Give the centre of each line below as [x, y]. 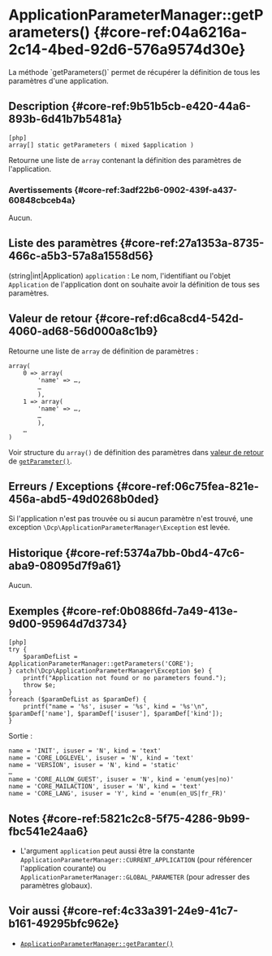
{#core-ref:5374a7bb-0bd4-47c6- [155, 553]
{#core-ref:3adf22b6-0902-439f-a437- [156, 190]
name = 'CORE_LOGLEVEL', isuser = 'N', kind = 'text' [101, 758]
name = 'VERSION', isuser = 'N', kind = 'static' [94, 765]
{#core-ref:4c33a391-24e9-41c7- [150, 911]
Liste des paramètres [63, 243]
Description [39, 106]
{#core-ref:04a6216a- [170, 32]
